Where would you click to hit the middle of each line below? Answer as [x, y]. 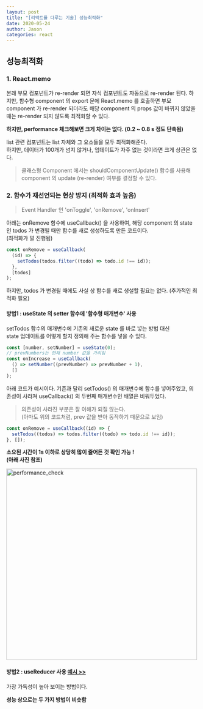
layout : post [23, 12]
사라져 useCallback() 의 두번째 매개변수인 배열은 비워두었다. [94, 396]
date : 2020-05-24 [28, 23]
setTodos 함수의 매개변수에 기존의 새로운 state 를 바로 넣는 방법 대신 [88, 328]
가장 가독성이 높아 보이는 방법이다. [47, 686]
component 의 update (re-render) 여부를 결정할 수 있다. [89, 178]
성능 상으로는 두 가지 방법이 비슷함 [46, 699]
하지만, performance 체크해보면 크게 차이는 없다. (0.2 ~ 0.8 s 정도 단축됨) [95, 129]
